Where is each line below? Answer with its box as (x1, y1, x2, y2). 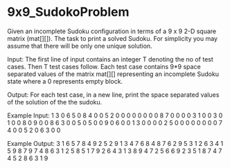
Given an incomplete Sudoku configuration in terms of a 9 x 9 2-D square (7, 27, 217, 35)
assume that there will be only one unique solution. (7, 41, 152, 50)
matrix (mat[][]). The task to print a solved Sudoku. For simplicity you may (7, 34, 218, 42)
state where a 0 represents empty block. (7, 77, 123, 85)
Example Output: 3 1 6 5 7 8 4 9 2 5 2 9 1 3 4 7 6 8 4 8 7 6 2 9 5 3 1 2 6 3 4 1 (7, 139, 224, 147)
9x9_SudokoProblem (7, 4, 130, 20)
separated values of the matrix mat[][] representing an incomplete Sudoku (7, 70, 220, 78)
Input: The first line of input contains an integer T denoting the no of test (7, 55, 213, 63)
